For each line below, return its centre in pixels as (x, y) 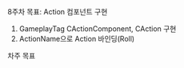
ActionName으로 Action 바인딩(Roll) (77, 39)
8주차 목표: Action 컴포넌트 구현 (58, 12)
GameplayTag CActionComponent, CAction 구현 (98, 29)
